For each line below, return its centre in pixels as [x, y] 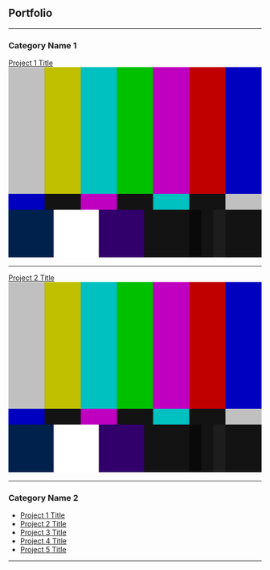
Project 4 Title [43, 541]
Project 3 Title [43, 533]
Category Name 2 [43, 498]
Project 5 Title [43, 550]
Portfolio [31, 13]
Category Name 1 [43, 45]
